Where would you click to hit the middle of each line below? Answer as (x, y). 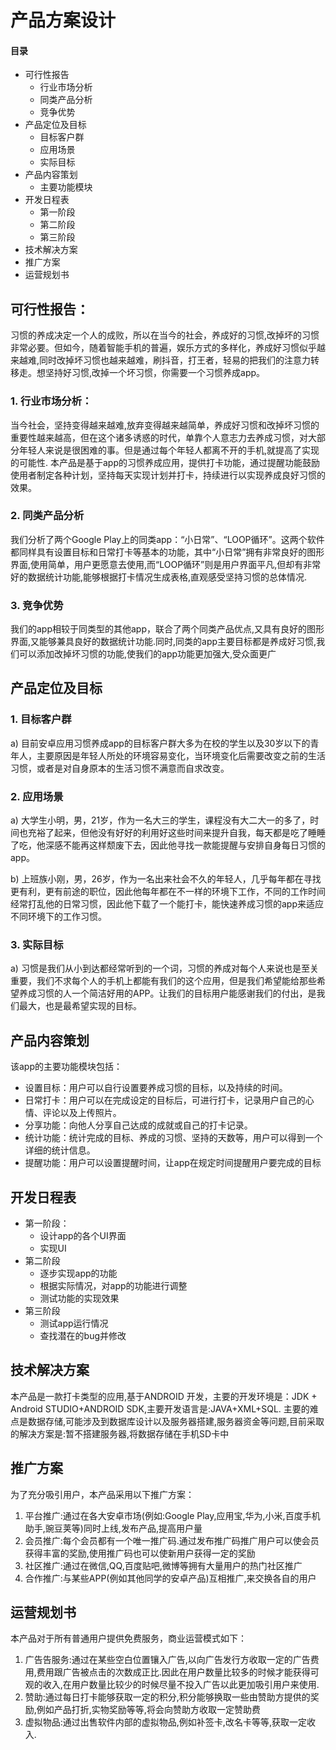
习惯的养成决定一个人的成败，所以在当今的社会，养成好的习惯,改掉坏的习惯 (165, 335)
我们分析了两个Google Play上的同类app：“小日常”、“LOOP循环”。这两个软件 (167, 539)
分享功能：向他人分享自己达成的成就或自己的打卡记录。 (138, 1125)
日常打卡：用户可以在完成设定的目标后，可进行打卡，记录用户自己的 (165, 1100)
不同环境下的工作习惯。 (58, 917)
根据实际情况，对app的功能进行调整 (113, 1285)
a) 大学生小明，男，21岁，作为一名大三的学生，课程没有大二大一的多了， (160, 820)
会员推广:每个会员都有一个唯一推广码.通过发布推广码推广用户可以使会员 (172, 1540)
